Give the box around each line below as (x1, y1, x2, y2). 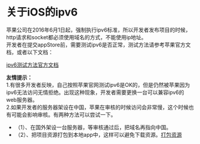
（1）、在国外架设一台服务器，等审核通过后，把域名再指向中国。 (14, 123, 172, 131)
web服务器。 (6, 96, 38, 103)
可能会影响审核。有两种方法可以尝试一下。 (11, 111, 116, 118)
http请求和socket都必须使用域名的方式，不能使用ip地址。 (6, 33, 147, 40)
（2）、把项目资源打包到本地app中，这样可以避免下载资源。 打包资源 (14, 131, 182, 138)
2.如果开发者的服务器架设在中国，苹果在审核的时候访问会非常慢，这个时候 (6, 104, 189, 111)
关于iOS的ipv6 (6, 5, 78, 19)
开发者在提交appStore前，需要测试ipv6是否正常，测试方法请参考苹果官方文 (6, 41, 191, 48)
